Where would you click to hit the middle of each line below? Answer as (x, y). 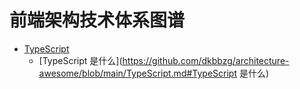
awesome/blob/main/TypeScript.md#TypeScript (138, 73)
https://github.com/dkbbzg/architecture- (206, 60)
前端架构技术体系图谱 (97, 20)
